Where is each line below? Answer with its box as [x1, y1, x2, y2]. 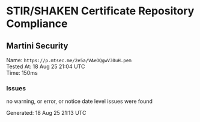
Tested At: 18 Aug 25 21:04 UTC [6, 63, 85, 70]
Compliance [6, 17, 68, 30]
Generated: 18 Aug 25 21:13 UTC [6, 109, 86, 117]
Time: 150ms [6, 69, 38, 76]
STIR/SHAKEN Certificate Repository [6, 4, 195, 18]
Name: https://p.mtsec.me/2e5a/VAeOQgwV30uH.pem [6, 57, 132, 63]
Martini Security [6, 41, 68, 51]
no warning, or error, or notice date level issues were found [6, 97, 153, 105]
